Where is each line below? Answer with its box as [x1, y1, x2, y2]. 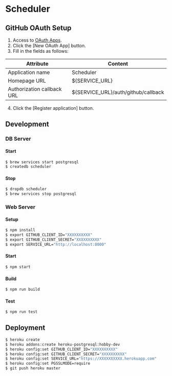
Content [107, 60, 128, 67]
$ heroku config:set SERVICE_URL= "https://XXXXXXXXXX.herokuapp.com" [5, 356, 157, 362]
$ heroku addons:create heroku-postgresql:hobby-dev [5, 342, 120, 347]
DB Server [5, 135, 31, 143]
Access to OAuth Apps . [12, 37, 62, 43]
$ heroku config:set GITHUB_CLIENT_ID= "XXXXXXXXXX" [5, 347, 118, 352]
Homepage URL [8, 77, 46, 84]
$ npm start [5, 265, 31, 270]
